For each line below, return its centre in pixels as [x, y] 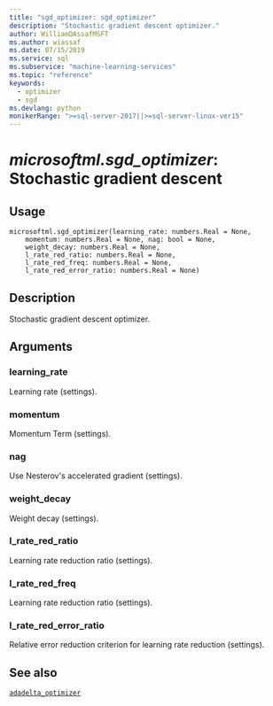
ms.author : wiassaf [45, 42]
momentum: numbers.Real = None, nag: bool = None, [121, 240]
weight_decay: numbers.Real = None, [93, 248]
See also [33, 673]
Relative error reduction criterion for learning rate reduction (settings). [137, 645]
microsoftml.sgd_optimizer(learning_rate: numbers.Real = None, [130, 232]
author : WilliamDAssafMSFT [59, 34]
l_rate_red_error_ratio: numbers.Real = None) [113, 271]
